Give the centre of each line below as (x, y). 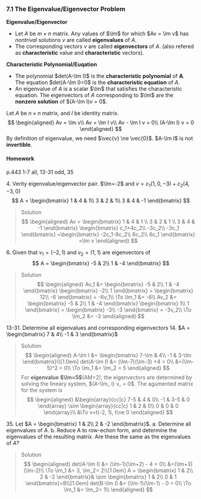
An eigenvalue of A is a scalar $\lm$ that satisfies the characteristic (98, 89)
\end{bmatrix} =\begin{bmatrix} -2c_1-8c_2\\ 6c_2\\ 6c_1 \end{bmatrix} (108, 234)
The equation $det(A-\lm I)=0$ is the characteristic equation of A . (97, 82)
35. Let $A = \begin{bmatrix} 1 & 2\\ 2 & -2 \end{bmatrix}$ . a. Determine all (99, 424)
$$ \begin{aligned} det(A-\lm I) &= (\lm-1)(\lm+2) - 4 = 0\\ (95, 464)
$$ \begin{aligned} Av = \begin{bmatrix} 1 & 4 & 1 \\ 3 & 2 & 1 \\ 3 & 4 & (108, 222)
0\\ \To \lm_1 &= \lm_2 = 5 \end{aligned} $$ (117, 368)
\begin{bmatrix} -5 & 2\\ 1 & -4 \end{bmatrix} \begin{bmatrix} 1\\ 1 (108, 304)
